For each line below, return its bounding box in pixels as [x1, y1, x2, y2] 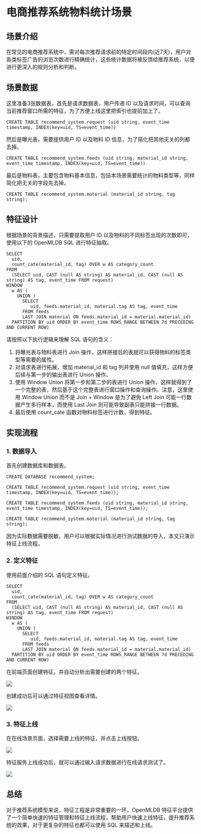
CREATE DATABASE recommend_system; [6, 474, 95, 480]
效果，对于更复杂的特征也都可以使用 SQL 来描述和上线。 [16, 821, 156, 829]
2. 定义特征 [6, 557, 38, 565]
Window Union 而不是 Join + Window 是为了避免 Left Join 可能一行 [22, 393, 187, 400]
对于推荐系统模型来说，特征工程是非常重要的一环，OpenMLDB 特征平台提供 [6, 806, 193, 814]
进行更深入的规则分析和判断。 [6, 64, 80, 70]
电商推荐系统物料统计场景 [6, 5, 133, 19]
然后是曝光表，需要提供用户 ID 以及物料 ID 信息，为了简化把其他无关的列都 [6, 136, 190, 143]
